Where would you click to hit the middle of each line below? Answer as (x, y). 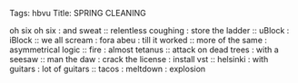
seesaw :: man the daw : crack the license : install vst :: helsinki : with (139, 59)
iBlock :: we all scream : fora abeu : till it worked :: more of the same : (139, 40)
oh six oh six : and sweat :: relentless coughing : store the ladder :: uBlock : (149, 30)
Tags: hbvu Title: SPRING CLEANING (78, 13)
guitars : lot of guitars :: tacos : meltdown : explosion (108, 69)
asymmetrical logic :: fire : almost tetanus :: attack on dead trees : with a (144, 50)
